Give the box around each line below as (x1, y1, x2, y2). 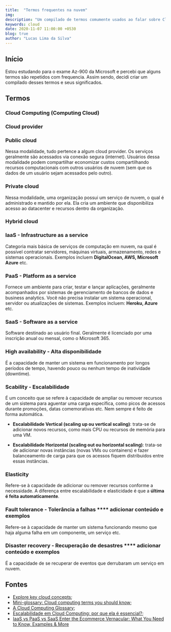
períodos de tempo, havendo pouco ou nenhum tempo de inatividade (5, 365, 151, 371)
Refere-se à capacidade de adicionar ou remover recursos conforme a (5, 482, 154, 489)
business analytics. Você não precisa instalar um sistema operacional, (5, 295, 152, 301)
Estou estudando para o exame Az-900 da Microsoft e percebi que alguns (5, 68, 161, 75)
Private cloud (5, 183, 39, 190)
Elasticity (5, 471, 29, 478)
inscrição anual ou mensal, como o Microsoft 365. (5, 335, 110, 342)
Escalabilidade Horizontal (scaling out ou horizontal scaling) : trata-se (12, 442, 162, 448)
